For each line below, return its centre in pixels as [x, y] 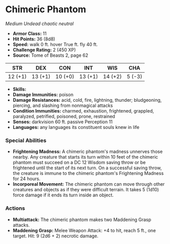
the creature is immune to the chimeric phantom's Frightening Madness [88, 173]
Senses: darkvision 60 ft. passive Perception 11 [62, 122]
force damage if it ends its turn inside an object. [63, 195]
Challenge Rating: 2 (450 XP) [44, 50]
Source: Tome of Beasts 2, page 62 [50, 55]
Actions [15, 208]
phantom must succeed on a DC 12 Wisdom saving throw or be [79, 163]
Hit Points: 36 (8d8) [34, 39]
